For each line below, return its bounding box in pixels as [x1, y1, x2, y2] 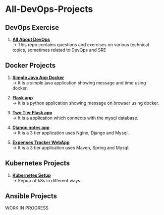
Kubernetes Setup [12, 172, 51, 178]
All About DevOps [12, 36, 51, 42]
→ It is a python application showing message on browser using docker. [12, 100, 160, 106]
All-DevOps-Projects [5, 3, 93, 15]
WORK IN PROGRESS [5, 205, 49, 211]
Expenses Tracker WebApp [12, 139, 70, 145]
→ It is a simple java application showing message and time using [12, 79, 146, 85]
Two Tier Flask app [12, 109, 53, 115]
